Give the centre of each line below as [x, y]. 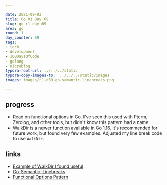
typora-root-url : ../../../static [42, 71]
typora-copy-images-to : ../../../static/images [57, 75]
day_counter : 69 [22, 38]
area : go [14, 28]
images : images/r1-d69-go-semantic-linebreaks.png [60, 80]
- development [20, 52]
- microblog [18, 66]
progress [20, 105]
